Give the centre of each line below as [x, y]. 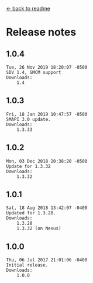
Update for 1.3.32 [28, 166]
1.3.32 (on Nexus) [39, 228]
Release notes [41, 32]
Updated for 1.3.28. [31, 213]
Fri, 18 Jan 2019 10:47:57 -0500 [47, 114]
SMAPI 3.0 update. [28, 119]
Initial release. [27, 265]
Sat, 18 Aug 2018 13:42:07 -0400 [47, 208]
